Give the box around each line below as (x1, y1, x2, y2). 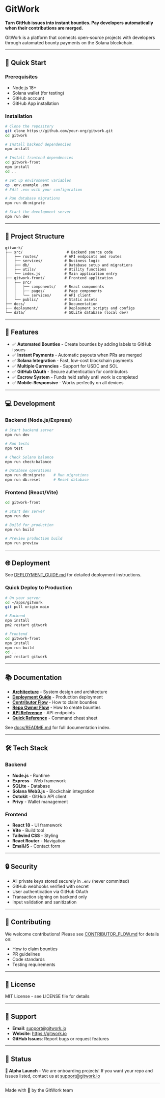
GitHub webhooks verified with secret (12, 883, 89, 889)
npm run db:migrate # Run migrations (5, 473, 89, 478)
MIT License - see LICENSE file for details (5, 994, 90, 999)
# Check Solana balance (5, 455, 54, 460)
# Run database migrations (5, 196, 60, 201)
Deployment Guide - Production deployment (12, 694, 103, 700)
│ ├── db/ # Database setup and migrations (5, 263, 133, 267)
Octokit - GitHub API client (12, 793, 67, 799)
